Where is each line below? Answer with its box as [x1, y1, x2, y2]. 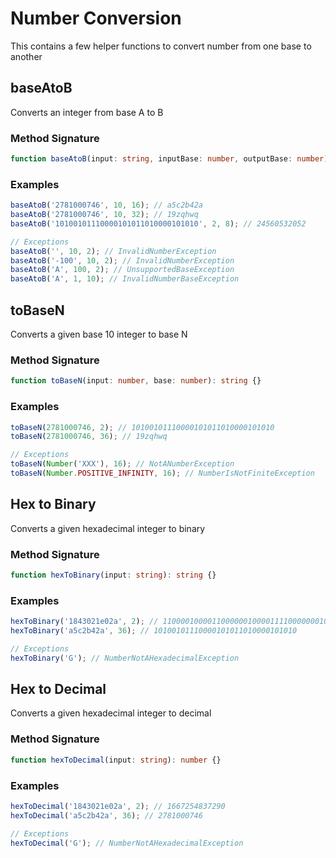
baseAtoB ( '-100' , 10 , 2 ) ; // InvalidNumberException [10, 255, 235, 266]
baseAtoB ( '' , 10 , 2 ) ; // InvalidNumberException [10, 246, 217, 256]
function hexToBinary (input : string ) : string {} [10, 570, 217, 580]
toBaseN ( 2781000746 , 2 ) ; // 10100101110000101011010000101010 [10, 422, 275, 432]
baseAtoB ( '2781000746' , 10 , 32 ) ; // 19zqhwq [10, 210, 199, 220]
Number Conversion [10, 7, 182, 30]
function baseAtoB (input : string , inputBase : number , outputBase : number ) [10, 154, 329, 164]
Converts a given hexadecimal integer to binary [10, 522, 206, 534]
